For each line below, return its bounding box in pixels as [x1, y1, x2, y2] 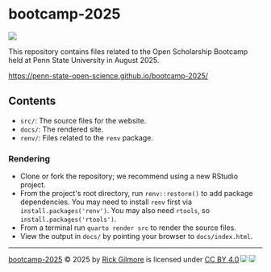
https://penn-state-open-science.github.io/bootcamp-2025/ [8, 70, 208, 81]
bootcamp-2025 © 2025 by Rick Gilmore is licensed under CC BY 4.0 [8, 255, 240, 265]
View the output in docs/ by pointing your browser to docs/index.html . [19, 232, 253, 241]
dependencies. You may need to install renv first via [19, 197, 192, 207]
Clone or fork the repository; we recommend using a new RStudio [19, 171, 239, 182]
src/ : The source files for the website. [19, 115, 147, 125]
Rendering [8, 153, 51, 164]
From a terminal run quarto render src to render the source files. [19, 223, 236, 232]
